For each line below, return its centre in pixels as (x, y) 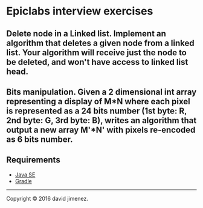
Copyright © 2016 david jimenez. (47, 198)
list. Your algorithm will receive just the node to (97, 52)
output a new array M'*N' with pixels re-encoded (101, 129)
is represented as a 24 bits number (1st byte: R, (97, 111)
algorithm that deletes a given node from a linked (100, 43)
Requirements (33, 160)
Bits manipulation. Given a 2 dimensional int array (101, 92)
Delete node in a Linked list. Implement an (86, 34)
